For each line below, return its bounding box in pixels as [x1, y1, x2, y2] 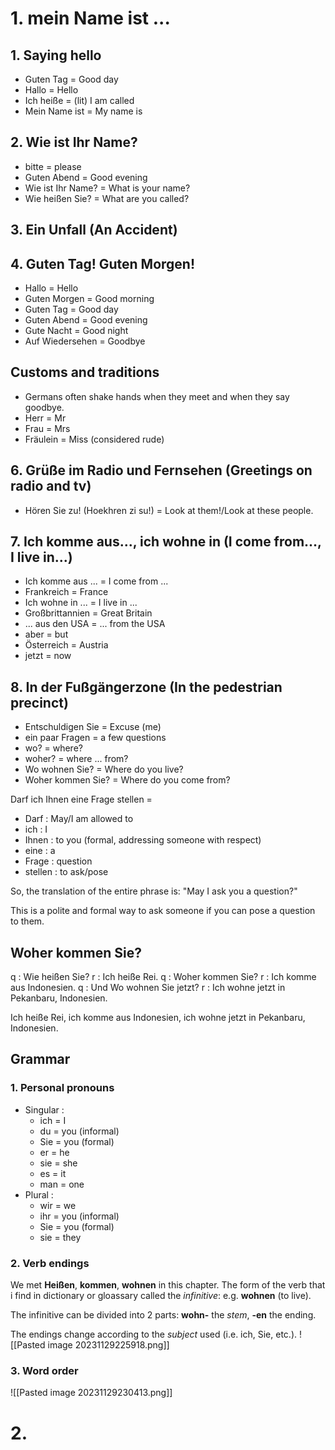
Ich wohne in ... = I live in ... [24, 597, 138, 609]
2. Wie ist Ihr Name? [10, 134, 138, 151]
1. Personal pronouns [10, 1081, 115, 1095]
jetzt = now [24, 650, 72, 662]
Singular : [24, 1103, 65, 1116]
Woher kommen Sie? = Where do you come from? [24, 774, 231, 786]
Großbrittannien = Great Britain [24, 607, 153, 619]
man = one [39, 1178, 85, 1190]
